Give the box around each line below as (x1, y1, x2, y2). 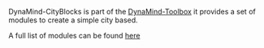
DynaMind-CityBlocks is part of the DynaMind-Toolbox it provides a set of (8, 7, 256, 16)
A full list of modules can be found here (8, 31, 141, 40)
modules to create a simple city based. (8, 15, 138, 25)
